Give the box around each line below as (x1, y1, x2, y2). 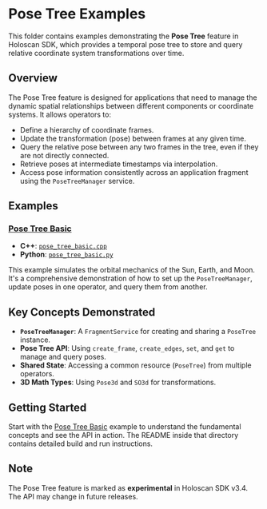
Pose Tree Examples (8, 5, 146, 23)
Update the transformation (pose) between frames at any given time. (19, 133, 246, 143)
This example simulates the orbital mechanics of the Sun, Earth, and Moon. (8, 265, 256, 275)
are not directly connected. (19, 150, 110, 160)
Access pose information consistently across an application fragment (19, 167, 249, 177)
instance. (19, 335, 50, 344)
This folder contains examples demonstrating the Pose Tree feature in (8, 31, 239, 41)
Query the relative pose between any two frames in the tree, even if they (19, 141, 259, 152)
